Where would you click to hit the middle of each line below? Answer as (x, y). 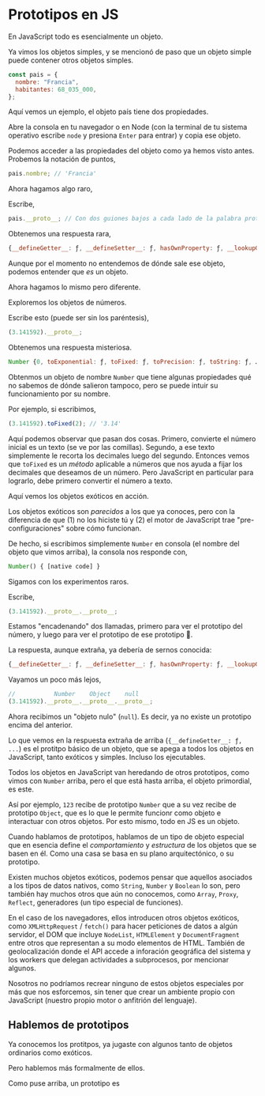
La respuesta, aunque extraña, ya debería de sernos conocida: (110, 650)
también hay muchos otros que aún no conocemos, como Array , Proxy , (123, 894)
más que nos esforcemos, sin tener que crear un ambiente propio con (121, 992)
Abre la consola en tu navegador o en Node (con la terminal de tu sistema (128, 127)
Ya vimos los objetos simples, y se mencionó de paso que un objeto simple (130, 51)
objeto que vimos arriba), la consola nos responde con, (98, 552)
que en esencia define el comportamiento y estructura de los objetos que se (132, 845)
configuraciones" (36, 528)
